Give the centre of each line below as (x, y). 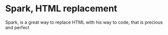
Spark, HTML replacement (61, 9)
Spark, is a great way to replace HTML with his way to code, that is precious (84, 22)
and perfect (17, 27)
